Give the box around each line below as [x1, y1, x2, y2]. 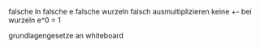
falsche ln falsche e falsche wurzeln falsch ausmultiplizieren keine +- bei [8, 7, 252, 16]
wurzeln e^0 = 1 [8, 15, 61, 25]
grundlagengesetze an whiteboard [8, 31, 124, 40]
